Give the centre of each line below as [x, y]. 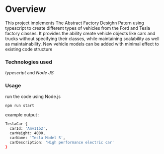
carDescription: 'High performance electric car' [62, 142]
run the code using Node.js [33, 96]
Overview [26, 9]
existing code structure [29, 49]
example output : [22, 115]
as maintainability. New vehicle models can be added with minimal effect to [82, 44]
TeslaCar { [16, 124]
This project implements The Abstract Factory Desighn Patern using [75, 23]
